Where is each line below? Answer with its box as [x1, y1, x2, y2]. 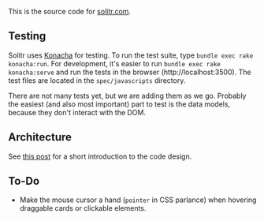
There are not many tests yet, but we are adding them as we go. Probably [8, 91, 247, 100]
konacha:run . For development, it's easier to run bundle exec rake [8, 58, 221, 68]
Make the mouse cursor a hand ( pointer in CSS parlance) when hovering [19, 195, 257, 204]
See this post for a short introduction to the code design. [8, 152, 192, 161]
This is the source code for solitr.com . [8, 7, 132, 16]
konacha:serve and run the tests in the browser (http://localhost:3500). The [8, 67, 251, 77]
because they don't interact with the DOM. [8, 107, 147, 117]
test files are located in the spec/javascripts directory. [8, 75, 186, 85]
